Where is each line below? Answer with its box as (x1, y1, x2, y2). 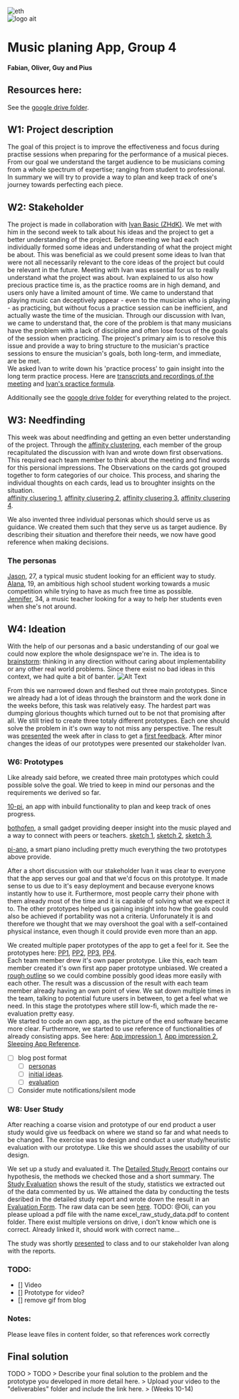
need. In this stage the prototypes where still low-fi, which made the (7, 1002, 208, 1011)
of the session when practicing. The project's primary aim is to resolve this (7, 334, 227, 343)
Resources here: (7, 84, 82, 96)
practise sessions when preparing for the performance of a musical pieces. (7, 150, 229, 159)
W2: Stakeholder (7, 201, 84, 214)
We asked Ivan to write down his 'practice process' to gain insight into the (7, 364, 225, 373)
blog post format (17, 1053, 67, 1062)
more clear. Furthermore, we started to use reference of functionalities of (7, 1025, 223, 1033)
